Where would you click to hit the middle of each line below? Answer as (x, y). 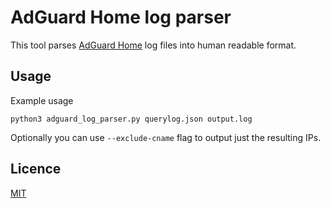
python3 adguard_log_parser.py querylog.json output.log (131, 119)
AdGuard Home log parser (121, 17)
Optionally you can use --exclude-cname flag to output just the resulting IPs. (166, 137)
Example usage (42, 100)
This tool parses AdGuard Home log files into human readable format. (153, 45)
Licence (36, 169)
